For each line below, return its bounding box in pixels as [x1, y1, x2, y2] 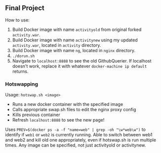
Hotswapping [5, 81, 39, 88]
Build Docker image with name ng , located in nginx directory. [12, 47, 136, 53]
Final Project [5, 4, 44, 12]
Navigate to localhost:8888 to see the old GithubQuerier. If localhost [12, 58, 152, 63]
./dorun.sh [12, 54, 35, 59]
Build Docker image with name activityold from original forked [12, 27, 142, 32]
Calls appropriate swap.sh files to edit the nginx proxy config [12, 107, 137, 113]
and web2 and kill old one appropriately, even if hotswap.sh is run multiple [5, 137, 157, 143]
